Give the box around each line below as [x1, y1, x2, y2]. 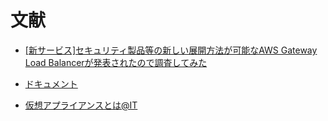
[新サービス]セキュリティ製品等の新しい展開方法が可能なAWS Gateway [24, 44, 318, 56]
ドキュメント [24, 77, 78, 90]
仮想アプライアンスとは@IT [24, 99, 138, 111]
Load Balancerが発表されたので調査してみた [24, 56, 208, 68]
